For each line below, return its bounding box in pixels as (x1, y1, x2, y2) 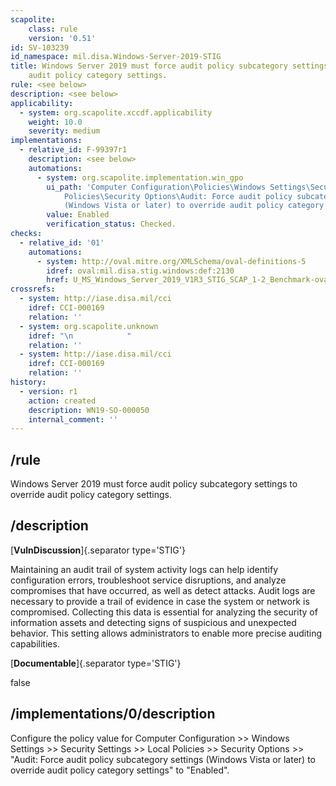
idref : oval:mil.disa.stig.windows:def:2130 (46, 266, 235, 276)
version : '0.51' (28, 33, 97, 43)
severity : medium (28, 126, 101, 136)
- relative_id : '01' (19, 237, 105, 248)
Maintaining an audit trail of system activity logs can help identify (10, 563, 279, 575)
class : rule (28, 24, 78, 34)
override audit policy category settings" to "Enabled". (10, 764, 230, 776)
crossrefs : (10, 284, 56, 295)
